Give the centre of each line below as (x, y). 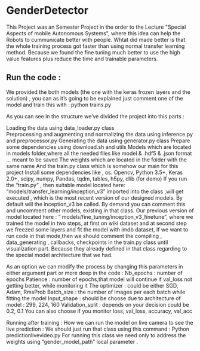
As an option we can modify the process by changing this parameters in (95, 266)
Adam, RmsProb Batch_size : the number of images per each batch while (96, 292)
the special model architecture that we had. (59, 255)
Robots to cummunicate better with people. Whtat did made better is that (96, 39)
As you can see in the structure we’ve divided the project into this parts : (96, 116)
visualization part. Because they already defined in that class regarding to (97, 248)
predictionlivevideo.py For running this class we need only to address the (96, 335)
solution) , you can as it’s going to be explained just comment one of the (95, 98)
